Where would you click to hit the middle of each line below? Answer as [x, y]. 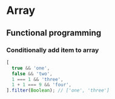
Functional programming [54, 33]
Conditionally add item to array [53, 50]
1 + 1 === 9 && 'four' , [41, 85]
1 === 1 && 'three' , [38, 79]
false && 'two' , [32, 74]
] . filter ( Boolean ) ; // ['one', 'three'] [58, 91]
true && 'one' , [31, 68]
